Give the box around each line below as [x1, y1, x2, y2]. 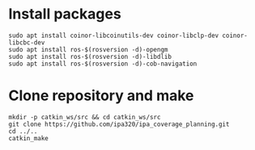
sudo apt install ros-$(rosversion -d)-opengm [8, 45, 168, 53]
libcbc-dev [8, 38, 45, 47]
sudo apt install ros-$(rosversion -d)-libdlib [8, 52, 172, 60]
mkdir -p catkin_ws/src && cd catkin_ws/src [8, 113, 161, 121]
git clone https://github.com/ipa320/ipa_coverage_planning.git [8, 120, 230, 128]
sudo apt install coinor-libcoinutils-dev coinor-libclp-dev [8, 31, 219, 40]
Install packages [8, 5, 121, 23]
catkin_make [8, 134, 49, 142]
